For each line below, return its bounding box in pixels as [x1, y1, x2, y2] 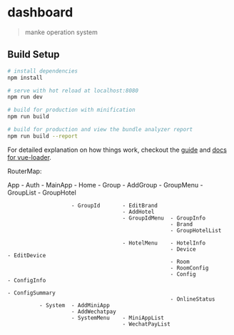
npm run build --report [7, 133, 78, 140]
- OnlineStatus [170, 295, 215, 303]
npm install [7, 74, 43, 81]
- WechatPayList [122, 320, 171, 328]
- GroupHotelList [170, 227, 222, 234]
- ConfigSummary [7, 289, 56, 297]
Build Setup [7, 48, 60, 61]
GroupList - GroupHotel [7, 188, 76, 197]
